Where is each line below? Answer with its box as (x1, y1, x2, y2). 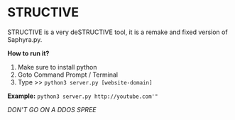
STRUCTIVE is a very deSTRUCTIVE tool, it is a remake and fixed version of (7, 28, 229, 36)
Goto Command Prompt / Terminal (17, 70, 119, 79)
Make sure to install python (17, 62, 97, 71)
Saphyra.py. (7, 35, 43, 43)
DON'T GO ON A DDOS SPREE (7, 105, 97, 114)
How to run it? (7, 49, 50, 58)
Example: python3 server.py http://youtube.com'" (7, 92, 158, 100)
